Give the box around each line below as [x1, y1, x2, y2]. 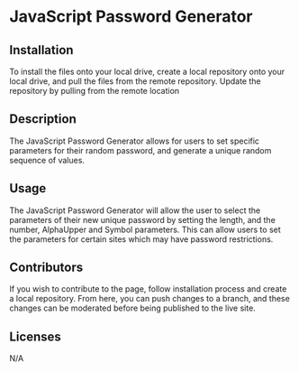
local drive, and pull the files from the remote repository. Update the [9, 76, 261, 87]
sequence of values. [9, 154, 86, 165]
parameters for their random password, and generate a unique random [9, 144, 272, 155]
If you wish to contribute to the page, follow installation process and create [9, 284, 287, 294]
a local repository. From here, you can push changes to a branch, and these [9, 293, 290, 304]
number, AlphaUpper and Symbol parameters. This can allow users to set [9, 224, 281, 235]
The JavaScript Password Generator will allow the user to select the [9, 205, 261, 216]
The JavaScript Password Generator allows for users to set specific [9, 135, 259, 146]
